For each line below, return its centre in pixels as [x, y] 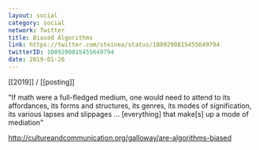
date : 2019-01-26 [37, 60]
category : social [37, 23]
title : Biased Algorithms [50, 37]
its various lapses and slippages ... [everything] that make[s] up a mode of [129, 114]
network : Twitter [37, 30]
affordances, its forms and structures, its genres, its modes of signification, [130, 105]
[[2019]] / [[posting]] [41, 82]
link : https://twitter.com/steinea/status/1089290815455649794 [114, 45]
